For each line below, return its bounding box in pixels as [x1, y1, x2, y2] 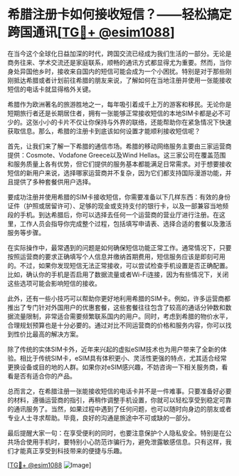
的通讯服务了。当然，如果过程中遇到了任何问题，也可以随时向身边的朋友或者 [7, 404, 232, 413]
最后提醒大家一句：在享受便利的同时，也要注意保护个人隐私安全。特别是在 [7, 428, 225, 437]
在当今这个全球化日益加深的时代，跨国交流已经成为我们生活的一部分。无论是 [7, 49, 232, 58]
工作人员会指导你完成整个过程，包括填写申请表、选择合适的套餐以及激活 [19, 219, 232, 228]
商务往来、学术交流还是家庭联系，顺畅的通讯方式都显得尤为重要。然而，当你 [7, 58, 232, 66]
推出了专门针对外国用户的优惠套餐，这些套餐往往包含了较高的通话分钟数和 [7, 303, 225, 311]
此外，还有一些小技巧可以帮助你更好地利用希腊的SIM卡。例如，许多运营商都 [7, 294, 231, 303]
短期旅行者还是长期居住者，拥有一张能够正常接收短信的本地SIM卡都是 [7, 108, 212, 118]
